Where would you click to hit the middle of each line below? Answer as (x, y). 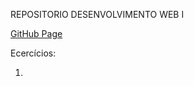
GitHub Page (36, 33)
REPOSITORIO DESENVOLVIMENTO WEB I (97, 14)
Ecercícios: (33, 53)
